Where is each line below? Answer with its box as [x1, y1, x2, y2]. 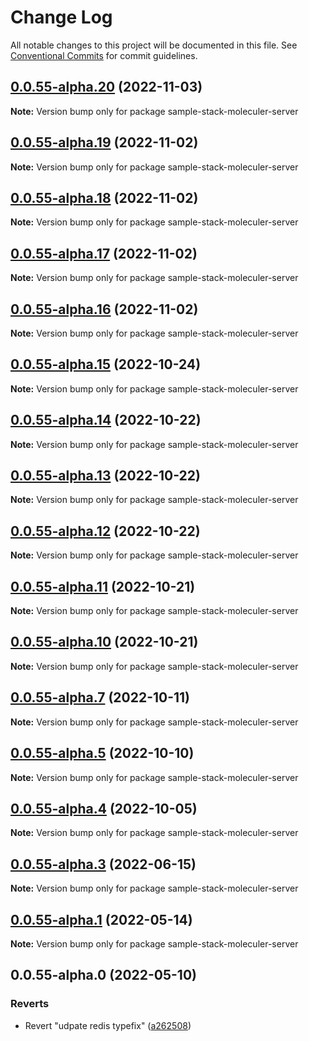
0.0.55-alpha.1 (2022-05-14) [10, 911, 193, 928]
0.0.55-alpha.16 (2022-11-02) [10, 301, 199, 318]
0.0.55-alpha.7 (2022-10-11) [10, 689, 191, 706]
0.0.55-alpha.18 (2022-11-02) [10, 189, 199, 206]
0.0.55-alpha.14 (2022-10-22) [10, 412, 202, 429]
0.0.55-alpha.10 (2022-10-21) [10, 634, 199, 651]
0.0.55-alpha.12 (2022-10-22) [10, 522, 201, 540]
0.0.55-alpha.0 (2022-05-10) [10, 967, 197, 984]
